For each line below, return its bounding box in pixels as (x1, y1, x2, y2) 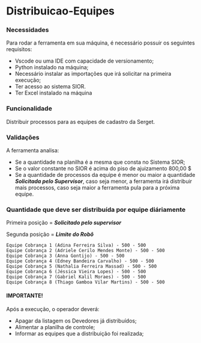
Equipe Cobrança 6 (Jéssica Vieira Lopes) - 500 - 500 (6, 269, 146, 275)
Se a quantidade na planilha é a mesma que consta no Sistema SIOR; (14, 158, 185, 166)
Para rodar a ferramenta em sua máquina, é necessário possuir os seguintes (6, 39, 195, 46)
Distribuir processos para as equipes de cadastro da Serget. (6, 118, 155, 125)
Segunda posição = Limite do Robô (6, 230, 94, 238)
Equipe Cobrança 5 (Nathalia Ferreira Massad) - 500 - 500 (6, 264, 157, 270)
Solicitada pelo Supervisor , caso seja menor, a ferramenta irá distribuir (14, 178, 193, 185)
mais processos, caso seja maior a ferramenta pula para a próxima (14, 184, 180, 191)
